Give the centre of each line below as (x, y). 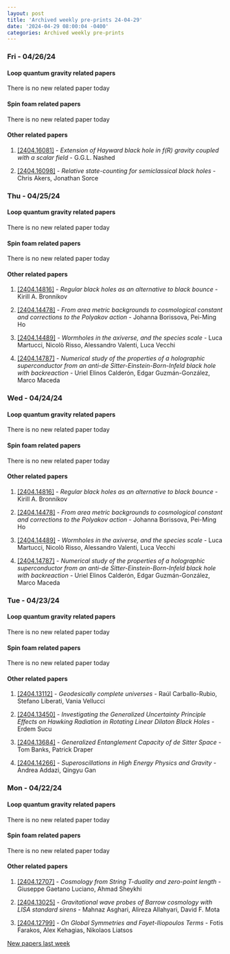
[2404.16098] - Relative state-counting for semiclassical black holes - (116, 171)
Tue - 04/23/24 (33, 600)
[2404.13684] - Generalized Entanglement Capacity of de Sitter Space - (119, 743)
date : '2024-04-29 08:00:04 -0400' (58, 26)
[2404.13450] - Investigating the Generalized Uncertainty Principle (111, 714)
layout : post (26, 13)
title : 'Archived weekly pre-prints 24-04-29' (75, 20)
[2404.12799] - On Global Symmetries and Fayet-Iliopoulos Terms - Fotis (120, 922)
